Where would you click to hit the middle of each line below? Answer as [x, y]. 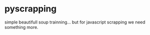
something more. [22, 27]
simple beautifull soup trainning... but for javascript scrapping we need [75, 22]
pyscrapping [30, 9]
